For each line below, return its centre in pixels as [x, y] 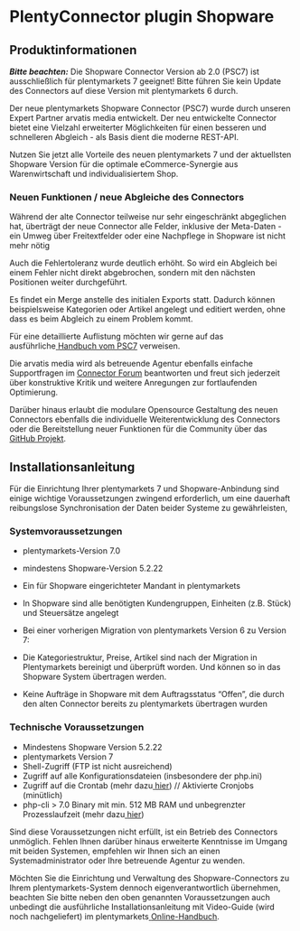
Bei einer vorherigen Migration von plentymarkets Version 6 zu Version [155, 630]
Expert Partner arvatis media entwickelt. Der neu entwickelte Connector [143, 118]
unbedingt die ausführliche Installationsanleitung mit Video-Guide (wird [142, 907]
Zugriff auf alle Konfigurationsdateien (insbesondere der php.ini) [142, 776]
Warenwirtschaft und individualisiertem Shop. [94, 174]
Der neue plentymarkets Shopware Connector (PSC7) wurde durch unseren [150, 108]
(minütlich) [42, 795]
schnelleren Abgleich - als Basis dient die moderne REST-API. [124, 137]
